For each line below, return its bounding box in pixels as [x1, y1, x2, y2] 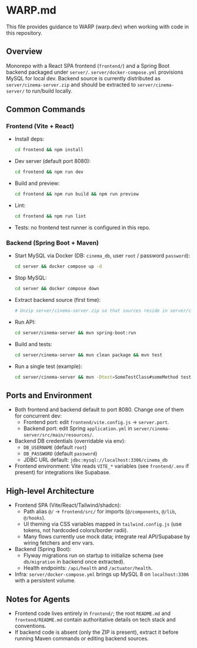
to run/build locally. [26, 87, 72, 95]
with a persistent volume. [14, 577, 76, 584]
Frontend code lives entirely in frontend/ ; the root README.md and [14, 610, 171, 617]
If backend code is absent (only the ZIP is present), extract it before [14, 629, 179, 636]
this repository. [6, 29, 43, 36]
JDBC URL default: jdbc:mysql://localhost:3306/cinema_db [23, 456, 168, 464]
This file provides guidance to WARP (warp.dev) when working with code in [6, 23, 189, 30]
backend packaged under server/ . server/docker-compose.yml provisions [6, 69, 183, 76]
